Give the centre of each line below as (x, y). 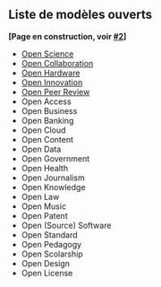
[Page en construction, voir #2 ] (68, 36)
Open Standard (49, 235)
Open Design (46, 263)
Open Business (49, 110)
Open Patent (44, 215)
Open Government (55, 158)
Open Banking (47, 120)
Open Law (40, 196)
